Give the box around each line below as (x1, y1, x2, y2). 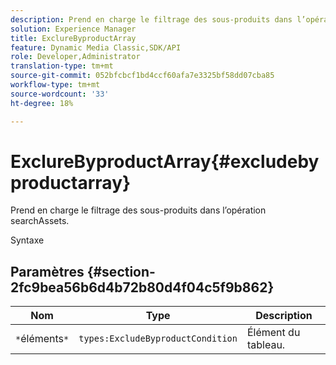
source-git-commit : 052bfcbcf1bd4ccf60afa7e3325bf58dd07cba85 (10, 71, 275, 81)
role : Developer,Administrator (10, 52, 141, 62)
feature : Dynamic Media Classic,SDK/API (10, 42, 182, 53)
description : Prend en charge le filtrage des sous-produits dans (10, 14, 293, 25)
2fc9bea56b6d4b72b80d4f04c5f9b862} (10, 279, 275, 296)
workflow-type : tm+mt (10, 80, 101, 90)
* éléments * (15, 332, 70, 346)
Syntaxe (10, 234, 45, 246)
